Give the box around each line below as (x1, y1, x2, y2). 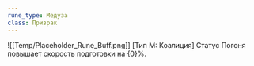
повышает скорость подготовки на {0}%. (7, 49, 147, 58)
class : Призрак (7, 19, 58, 27)
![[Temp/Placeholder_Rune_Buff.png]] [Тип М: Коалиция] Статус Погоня (7, 40, 246, 49)
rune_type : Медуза (7, 11, 68, 20)
